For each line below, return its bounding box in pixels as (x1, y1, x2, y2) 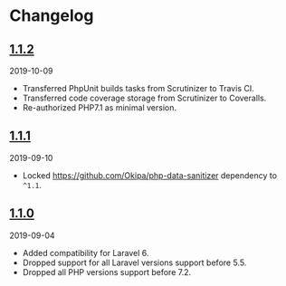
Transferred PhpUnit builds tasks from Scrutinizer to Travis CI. (22, 83, 255, 93)
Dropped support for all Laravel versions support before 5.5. (22, 257, 247, 268)
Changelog (9, 5, 94, 26)
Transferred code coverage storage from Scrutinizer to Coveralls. (22, 92, 267, 103)
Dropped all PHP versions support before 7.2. (22, 266, 192, 277)
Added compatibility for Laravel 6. (22, 247, 149, 258)
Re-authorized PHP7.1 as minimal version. (22, 102, 176, 113)
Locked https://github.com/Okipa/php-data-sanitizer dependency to (22, 169, 278, 181)
